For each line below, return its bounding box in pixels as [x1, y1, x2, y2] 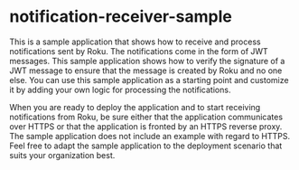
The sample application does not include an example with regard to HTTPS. [9, 130, 291, 141]
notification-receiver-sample [9, 6, 232, 27]
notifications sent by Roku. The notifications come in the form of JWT [9, 45, 268, 56]
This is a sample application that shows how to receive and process [9, 36, 261, 47]
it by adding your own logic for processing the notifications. [9, 84, 231, 95]
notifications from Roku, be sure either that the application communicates [9, 111, 283, 122]
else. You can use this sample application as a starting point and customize [9, 74, 289, 85]
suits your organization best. [9, 149, 116, 160]
